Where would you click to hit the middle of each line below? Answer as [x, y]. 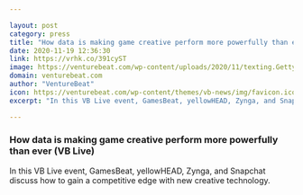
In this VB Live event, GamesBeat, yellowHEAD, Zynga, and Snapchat [138, 171]
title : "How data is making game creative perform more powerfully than [149, 42]
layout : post [34, 25]
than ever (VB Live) [52, 151]
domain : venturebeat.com [56, 76]
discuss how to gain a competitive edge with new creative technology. [140, 180]
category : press [40, 34]
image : [22, 67]
